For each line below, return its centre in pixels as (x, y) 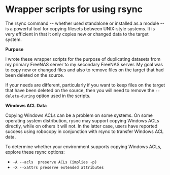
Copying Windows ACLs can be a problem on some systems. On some (79, 115)
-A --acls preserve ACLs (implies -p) (55, 162)
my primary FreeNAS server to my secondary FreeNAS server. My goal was (84, 64)
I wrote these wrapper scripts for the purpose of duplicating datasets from (83, 59)
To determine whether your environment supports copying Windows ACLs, (83, 146)
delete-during (20, 96)
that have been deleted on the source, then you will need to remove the (80, 90)
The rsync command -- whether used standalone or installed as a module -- (85, 23)
